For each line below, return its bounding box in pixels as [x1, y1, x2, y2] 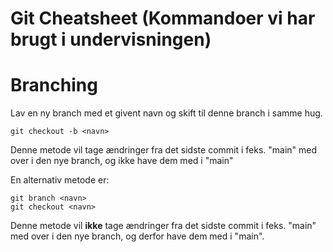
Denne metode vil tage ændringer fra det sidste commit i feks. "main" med [10, 144, 318, 156]
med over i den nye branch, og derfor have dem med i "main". [10, 230, 265, 242]
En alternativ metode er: [10, 174, 110, 186]
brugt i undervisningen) [10, 28, 212, 51]
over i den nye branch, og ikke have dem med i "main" [10, 155, 234, 167]
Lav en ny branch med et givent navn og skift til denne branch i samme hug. [10, 107, 323, 119]
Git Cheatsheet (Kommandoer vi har [10, 7, 316, 30]
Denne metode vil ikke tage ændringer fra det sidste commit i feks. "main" [10, 220, 317, 232]
